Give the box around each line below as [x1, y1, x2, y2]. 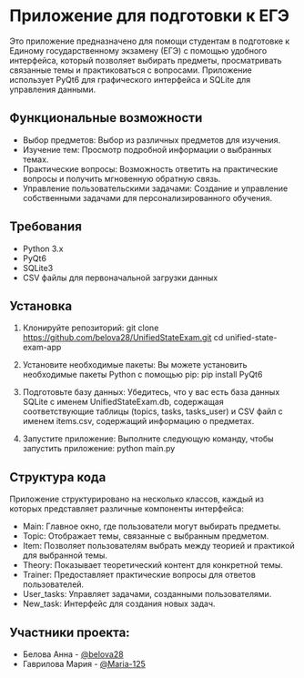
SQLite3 [22, 262, 54, 273]
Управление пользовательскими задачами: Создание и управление [22, 183, 289, 194]
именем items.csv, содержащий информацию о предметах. [22, 416, 255, 427]
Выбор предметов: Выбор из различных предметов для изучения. [22, 134, 281, 146]
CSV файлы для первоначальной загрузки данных [22, 272, 218, 283]
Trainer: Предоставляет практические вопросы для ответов [22, 570, 257, 581]
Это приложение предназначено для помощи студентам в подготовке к [9, 35, 290, 46]
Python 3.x [22, 243, 64, 254]
